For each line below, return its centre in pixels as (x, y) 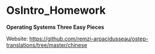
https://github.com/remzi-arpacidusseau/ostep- (89, 38)
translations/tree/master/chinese (47, 45)
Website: (17, 38)
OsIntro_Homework (56, 10)
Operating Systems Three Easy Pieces (55, 27)
